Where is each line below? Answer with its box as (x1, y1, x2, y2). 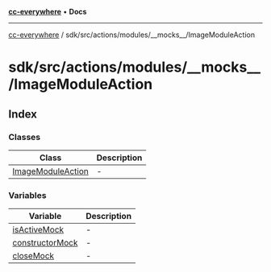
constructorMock (12, 237, 78, 249)
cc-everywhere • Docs (8, 7, 87, 16)
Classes (8, 131, 41, 142)
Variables (8, 189, 47, 200)
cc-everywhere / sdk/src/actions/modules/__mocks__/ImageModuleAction (8, 30, 256, 39)
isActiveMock (12, 225, 65, 236)
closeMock (12, 250, 55, 262)
